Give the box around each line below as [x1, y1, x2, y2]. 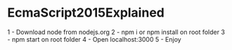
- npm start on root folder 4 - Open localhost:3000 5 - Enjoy [7, 35, 181, 43]
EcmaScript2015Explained [7, 5, 165, 21]
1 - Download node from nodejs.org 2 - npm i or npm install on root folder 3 [7, 28, 225, 36]
